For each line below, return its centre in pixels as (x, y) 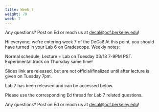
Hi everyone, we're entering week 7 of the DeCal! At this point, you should (79, 42)
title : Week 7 (20, 9)
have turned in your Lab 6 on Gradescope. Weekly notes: (63, 47)
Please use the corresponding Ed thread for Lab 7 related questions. (74, 95)
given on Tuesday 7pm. (29, 76)
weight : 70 (16, 14)
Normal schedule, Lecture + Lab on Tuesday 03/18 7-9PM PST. (69, 56)
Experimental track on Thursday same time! (49, 62)
